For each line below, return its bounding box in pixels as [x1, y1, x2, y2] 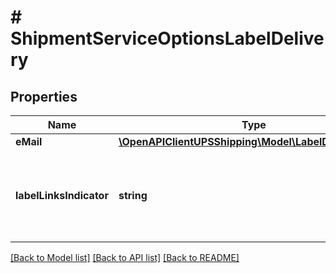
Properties [10, 88, 78, 105]
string [118, 189, 148, 202]
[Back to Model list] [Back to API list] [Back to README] [10, 252, 240, 263]
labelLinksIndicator [15, 189, 109, 202]
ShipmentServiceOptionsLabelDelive [10, 27, 325, 50]
